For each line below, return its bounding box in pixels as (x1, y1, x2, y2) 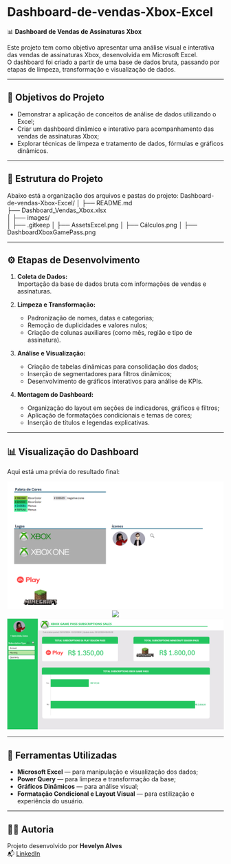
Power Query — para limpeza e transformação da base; (16, 775, 177, 783)
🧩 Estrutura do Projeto (7, 173, 103, 185)
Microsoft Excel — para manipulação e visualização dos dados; (16, 768, 199, 776)
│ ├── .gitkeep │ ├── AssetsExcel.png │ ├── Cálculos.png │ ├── (7, 220, 197, 229)
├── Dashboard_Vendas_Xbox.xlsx (7, 206, 107, 214)
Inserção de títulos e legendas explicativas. (27, 418, 150, 427)
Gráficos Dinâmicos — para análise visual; (16, 783, 139, 791)
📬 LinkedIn (7, 850, 41, 858)
